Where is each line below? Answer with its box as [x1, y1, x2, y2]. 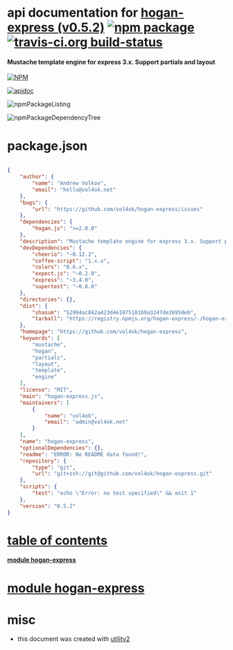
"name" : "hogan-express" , [19, 438, 95, 445]
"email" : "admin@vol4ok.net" [44, 419, 129, 426]
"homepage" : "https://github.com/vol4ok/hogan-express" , [19, 328, 188, 335]
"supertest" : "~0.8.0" [32, 283, 98, 290]
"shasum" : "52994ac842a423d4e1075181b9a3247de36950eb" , [32, 309, 197, 316]
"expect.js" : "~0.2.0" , [32, 270, 101, 277]
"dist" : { [19, 302, 49, 310]
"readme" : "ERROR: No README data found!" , [19, 451, 148, 458]
